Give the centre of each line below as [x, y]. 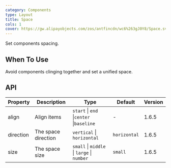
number [80, 158]
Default [126, 102]
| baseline [84, 123]
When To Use [27, 59]
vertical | [84, 132]
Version [153, 102]
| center [81, 117]
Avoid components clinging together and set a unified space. [69, 71]
